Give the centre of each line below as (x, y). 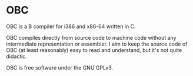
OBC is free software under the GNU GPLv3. (60, 67)
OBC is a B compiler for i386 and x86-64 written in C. (71, 26)
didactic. (17, 56)
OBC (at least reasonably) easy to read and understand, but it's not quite (94, 50)
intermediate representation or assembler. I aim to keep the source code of (97, 44)
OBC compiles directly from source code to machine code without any (91, 37)
